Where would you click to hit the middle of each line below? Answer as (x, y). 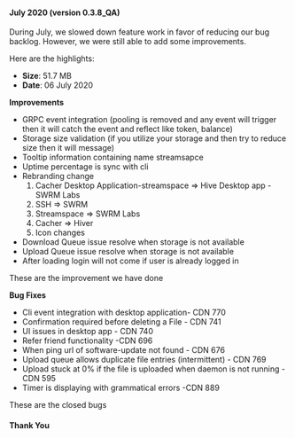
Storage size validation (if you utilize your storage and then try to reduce (154, 138)
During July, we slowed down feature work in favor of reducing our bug (140, 32)
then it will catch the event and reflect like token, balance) (127, 129)
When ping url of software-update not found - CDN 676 (124, 350)
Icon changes (60, 233)
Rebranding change (58, 176)
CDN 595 (39, 379)
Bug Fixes (28, 295)
